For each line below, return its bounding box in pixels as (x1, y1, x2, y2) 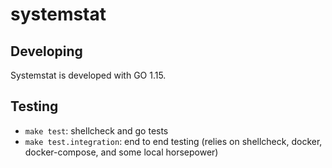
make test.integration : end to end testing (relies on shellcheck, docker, (24, 135, 323, 147)
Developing (10, 43, 83, 60)
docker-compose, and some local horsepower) (24, 146, 219, 158)
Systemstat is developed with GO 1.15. (10, 69, 167, 81)
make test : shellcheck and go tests (24, 124, 169, 137)
